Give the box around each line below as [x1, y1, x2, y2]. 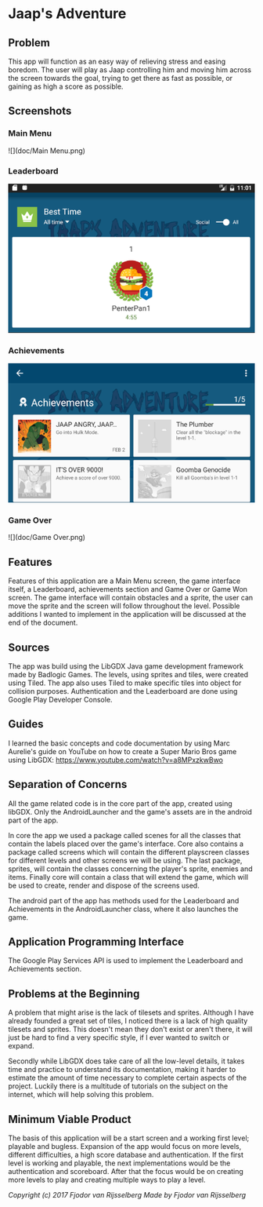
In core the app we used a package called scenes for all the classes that [8, 830, 241, 840]
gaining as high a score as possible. [8, 82, 124, 91]
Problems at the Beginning [8, 986, 140, 1001]
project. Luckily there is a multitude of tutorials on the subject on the [8, 1081, 229, 1091]
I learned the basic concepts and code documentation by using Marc [8, 738, 231, 748]
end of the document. [8, 618, 78, 628]
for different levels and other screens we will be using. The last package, [8, 855, 243, 865]
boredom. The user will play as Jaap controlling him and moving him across [8, 65, 252, 75]
